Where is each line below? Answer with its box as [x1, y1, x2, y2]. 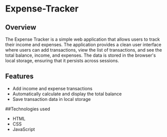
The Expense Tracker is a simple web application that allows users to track [5, 36, 160, 42]
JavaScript [12, 126, 35, 132]
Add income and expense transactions [12, 85, 93, 91]
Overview [5, 23, 37, 32]
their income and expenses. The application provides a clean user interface [5, 42, 162, 48]
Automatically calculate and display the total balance [12, 91, 122, 97]
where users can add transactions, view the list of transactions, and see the [5, 47, 162, 53]
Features [5, 72, 34, 81]
